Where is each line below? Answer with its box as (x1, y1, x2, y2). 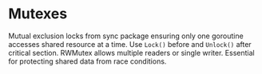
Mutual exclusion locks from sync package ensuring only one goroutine (8, 31, 244, 41)
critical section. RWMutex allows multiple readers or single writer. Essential (8, 48, 255, 57)
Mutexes (8, 5, 68, 23)
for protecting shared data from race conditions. (8, 56, 167, 66)
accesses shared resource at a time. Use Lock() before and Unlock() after (8, 39, 252, 49)
